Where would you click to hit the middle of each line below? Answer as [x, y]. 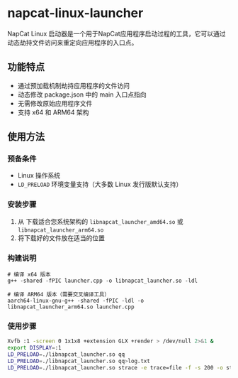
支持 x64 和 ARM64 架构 [53, 112]
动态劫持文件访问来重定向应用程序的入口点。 [73, 42]
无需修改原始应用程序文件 [55, 103]
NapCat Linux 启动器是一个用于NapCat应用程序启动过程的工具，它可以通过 [117, 33]
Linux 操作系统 [39, 175]
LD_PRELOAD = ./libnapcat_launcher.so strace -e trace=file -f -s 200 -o [115, 367]
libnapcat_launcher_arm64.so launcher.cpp [71, 307]
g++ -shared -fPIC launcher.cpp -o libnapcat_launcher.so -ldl [103, 281]
